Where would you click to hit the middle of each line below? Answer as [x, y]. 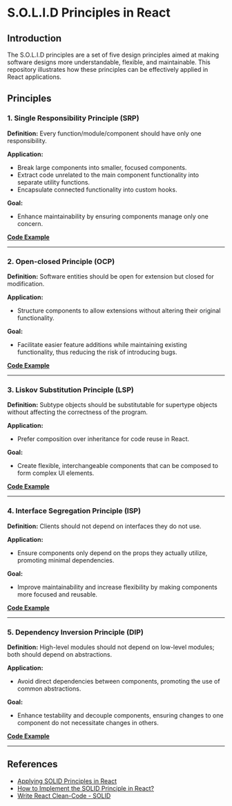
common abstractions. [49, 688]
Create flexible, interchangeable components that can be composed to [118, 466]
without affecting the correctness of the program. [78, 412]
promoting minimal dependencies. [66, 560]
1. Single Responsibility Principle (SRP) [73, 118]
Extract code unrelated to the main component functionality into [108, 175]
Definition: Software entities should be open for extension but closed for [110, 276]
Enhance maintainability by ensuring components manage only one [113, 216]
